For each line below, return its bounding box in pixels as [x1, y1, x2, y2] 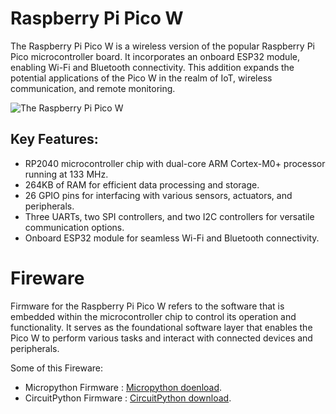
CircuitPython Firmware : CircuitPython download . [24, 392, 232, 404]
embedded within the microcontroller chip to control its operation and [10, 310, 297, 322]
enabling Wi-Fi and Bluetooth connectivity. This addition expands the [10, 61, 295, 73]
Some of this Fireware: [10, 362, 103, 374]
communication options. [24, 221, 125, 233]
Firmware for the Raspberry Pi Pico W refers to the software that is [10, 300, 285, 312]
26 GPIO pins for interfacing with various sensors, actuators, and [24, 189, 293, 201]
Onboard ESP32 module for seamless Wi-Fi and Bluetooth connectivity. [24, 232, 320, 244]
